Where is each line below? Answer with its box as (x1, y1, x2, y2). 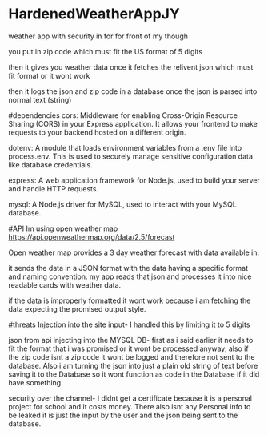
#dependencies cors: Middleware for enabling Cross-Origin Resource (8, 110, 238, 120)
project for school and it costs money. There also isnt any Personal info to (8, 401, 251, 411)
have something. (8, 377, 63, 387)
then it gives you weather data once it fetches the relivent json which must (8, 62, 254, 72)
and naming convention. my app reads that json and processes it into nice (8, 272, 252, 281)
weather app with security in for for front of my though (8, 31, 188, 41)
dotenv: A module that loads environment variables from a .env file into (8, 143, 242, 152)
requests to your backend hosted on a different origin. (8, 127, 186, 137)
